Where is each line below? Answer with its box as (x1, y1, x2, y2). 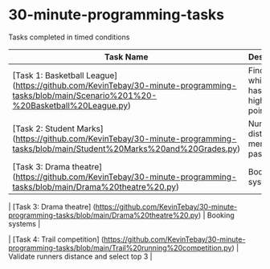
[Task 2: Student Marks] (12, 123, 104, 134)
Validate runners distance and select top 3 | (8, 251, 153, 261)
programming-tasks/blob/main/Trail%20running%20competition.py (8, 243, 232, 252)
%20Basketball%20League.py (12, 100, 129, 111)
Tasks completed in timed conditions (8, 32, 130, 42)
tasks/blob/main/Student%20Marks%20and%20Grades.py (12, 143, 238, 154)
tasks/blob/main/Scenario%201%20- (12, 90, 157, 101)
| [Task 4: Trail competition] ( (8, 234, 104, 244)
